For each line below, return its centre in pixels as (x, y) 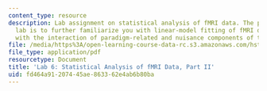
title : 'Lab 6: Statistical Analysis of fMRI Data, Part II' (112, 67)
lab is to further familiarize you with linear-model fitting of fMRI (135, 30)
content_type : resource (48, 15)
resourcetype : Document (48, 60)
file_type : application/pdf (55, 52)
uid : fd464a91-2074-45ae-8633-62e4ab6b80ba (81, 74)
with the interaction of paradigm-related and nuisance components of (135, 38)
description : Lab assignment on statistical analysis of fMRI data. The (131, 23)
